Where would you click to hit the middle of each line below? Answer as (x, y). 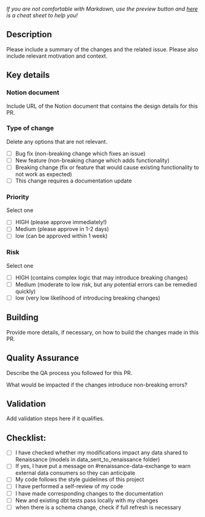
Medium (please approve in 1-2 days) (62, 229)
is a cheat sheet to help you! (42, 15)
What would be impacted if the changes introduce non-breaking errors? (97, 385)
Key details (28, 75)
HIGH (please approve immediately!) (61, 222)
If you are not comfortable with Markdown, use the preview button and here (102, 9)
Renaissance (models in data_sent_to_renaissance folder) (88, 459)
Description (29, 35)
